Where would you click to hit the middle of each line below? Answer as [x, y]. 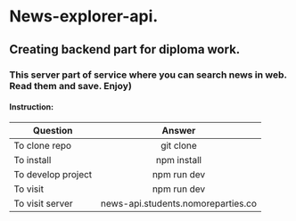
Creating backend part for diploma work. [125, 49]
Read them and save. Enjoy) [70, 86]
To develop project [53, 174]
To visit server [43, 203]
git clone [179, 145]
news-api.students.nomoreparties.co [179, 203]
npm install [179, 160]
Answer [179, 130]
